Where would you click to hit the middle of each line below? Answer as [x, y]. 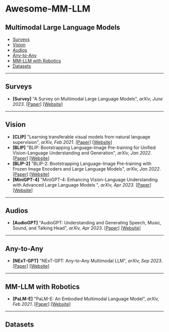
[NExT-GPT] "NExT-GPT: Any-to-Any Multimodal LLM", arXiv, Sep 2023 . [88, 261]
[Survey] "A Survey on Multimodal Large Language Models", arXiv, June [88, 99]
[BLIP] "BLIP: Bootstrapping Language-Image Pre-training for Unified [84, 147]
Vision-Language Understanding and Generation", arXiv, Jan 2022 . [82, 153]
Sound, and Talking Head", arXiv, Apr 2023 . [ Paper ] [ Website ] [76, 228]
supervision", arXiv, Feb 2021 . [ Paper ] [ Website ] [62, 142]
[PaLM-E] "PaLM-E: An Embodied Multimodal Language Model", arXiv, [86, 299]
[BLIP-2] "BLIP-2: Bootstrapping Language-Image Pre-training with [82, 163]
